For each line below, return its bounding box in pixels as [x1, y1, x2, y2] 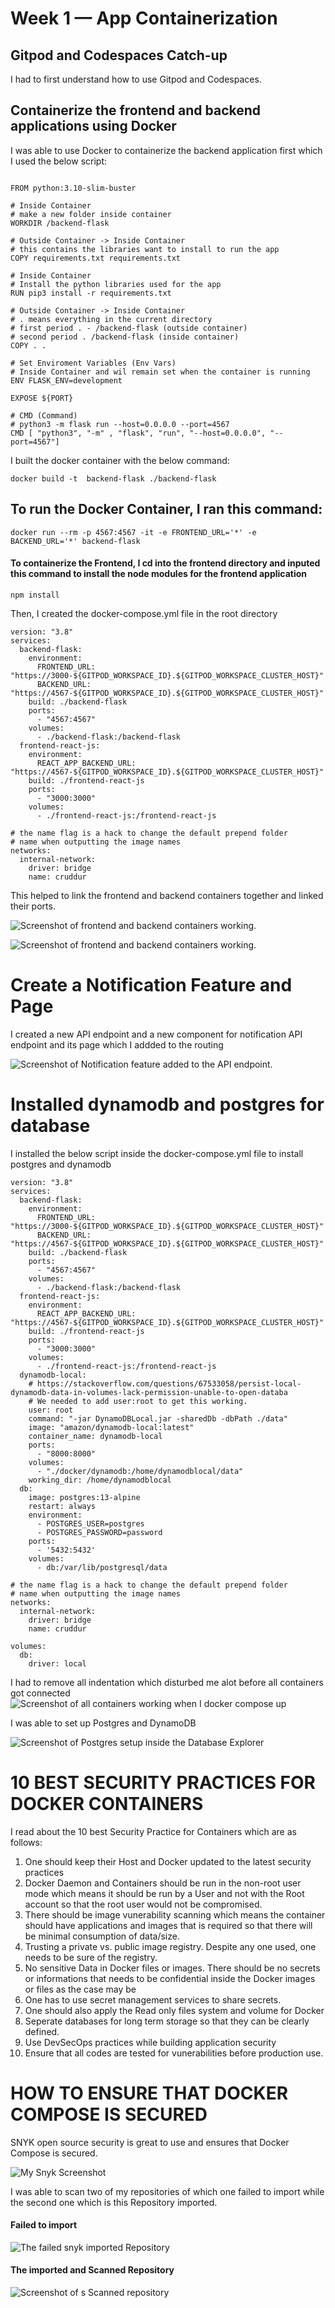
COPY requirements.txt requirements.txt [10, 253, 182, 263]
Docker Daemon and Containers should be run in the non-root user [24, 1877, 302, 1889]
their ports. [10, 900, 56, 912]
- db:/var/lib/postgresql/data [36, 1562, 168, 1572]
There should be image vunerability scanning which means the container [24, 1908, 326, 1921]
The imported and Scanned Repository [10, 2264, 175, 2276]
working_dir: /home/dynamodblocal [28, 1475, 172, 1485]
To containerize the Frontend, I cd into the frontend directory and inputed [10, 557, 321, 569]
